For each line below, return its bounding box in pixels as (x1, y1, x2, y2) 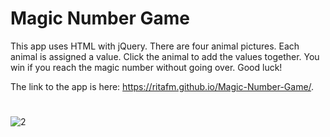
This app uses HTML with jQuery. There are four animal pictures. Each (10, 40, 300, 52)
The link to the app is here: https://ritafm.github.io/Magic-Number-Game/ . (10, 80, 315, 92)
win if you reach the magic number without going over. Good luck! (10, 61, 283, 73)
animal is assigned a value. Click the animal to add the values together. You (10, 50, 320, 62)
